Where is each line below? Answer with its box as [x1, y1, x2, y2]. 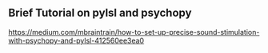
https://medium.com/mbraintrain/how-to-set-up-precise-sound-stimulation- [8, 27, 260, 36]
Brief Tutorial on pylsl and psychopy [8, 6, 192, 20]
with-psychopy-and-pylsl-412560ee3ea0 [8, 36, 145, 45]
